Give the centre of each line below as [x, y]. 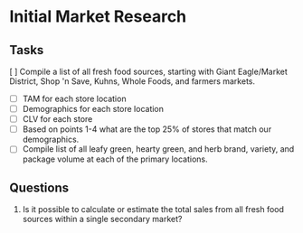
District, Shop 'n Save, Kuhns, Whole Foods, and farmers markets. [133, 81]
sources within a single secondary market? [102, 219]
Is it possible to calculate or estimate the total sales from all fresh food [153, 210]
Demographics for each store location [93, 109]
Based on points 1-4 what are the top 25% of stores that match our [147, 129]
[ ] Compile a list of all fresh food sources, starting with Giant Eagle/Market [148, 71]
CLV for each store [57, 119]
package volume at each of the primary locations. [115, 159]
